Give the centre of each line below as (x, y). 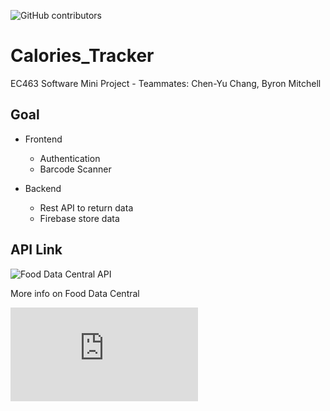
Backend (43, 188)
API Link (36, 250)
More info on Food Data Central (75, 293)
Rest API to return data (86, 207)
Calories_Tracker (82, 56)
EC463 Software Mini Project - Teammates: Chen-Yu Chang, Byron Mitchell (166, 83)
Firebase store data (79, 218)
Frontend (43, 139)
